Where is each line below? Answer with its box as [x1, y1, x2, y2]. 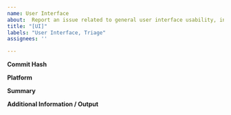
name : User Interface [7, 10, 69, 17]
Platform [7, 73, 33, 82]
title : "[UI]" [7, 23, 48, 29]
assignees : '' [7, 36, 48, 42]
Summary [7, 87, 36, 95]
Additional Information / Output [7, 100, 98, 108]
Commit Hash [7, 60, 47, 68]
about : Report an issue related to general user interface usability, [7, 16, 217, 23]
